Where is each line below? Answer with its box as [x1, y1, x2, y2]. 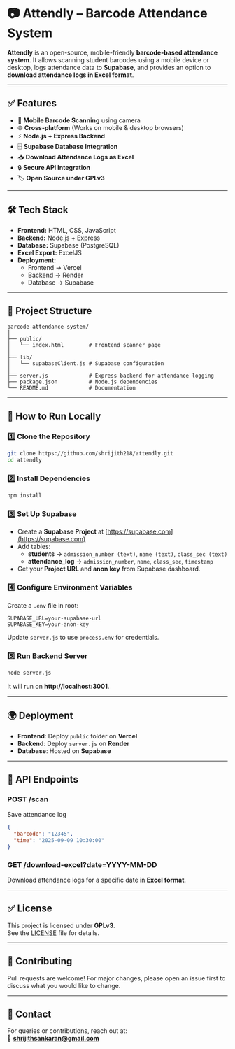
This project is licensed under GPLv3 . [7, 921, 115, 929]
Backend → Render [27, 271, 84, 279]
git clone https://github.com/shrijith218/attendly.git [7, 450, 173, 457]
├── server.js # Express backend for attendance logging [7, 372, 215, 380]
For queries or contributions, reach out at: [7, 1027, 128, 1035]
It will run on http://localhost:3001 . [7, 682, 110, 690]
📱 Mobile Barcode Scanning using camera [17, 116, 141, 124]
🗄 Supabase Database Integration [17, 142, 118, 150]
